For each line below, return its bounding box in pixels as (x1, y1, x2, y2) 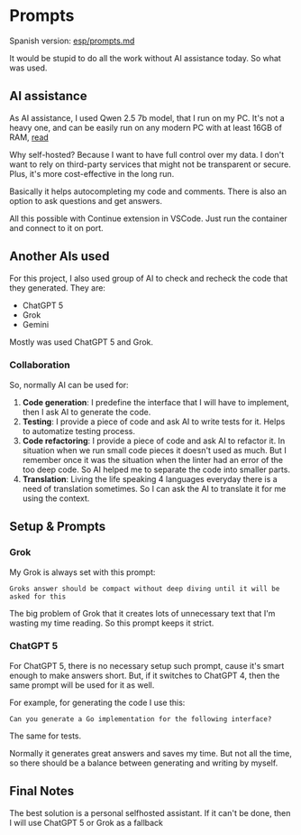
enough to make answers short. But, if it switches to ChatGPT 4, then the (9, 670, 280, 681)
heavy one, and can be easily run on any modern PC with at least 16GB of (9, 122, 282, 133)
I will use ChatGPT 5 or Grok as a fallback (9, 817, 164, 828)
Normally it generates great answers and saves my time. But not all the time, (9, 747, 293, 758)
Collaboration (9, 358, 70, 371)
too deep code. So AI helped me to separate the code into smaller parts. (22, 464, 291, 475)
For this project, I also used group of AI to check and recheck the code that (9, 273, 288, 283)
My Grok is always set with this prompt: (9, 566, 156, 578)
